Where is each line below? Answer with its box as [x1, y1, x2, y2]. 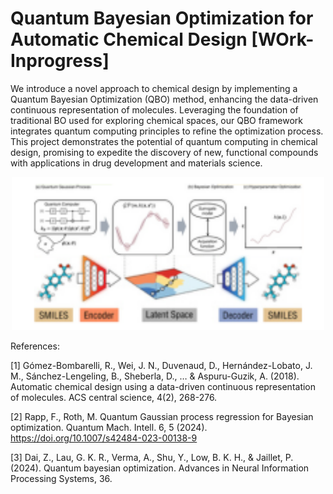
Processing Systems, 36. [10, 473, 113, 485]
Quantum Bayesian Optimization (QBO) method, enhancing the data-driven [10, 93, 319, 105]
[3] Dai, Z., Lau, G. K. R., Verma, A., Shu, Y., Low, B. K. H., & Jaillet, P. [10, 452, 294, 464]
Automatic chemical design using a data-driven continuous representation [10, 381, 317, 393]
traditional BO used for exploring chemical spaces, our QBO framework [10, 114, 304, 126]
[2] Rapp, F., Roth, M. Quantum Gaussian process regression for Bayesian [10, 411, 314, 423]
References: [10, 340, 60, 352]
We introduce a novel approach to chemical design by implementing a [10, 82, 298, 94]
